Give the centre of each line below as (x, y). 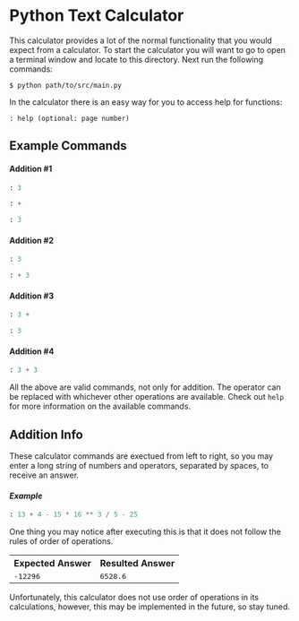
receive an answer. (44, 475)
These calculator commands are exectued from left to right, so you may (141, 456)
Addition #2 (32, 240)
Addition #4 (32, 351)
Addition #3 (32, 296)
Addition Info (46, 434)
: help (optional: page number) (69, 118)
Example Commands (68, 146)
